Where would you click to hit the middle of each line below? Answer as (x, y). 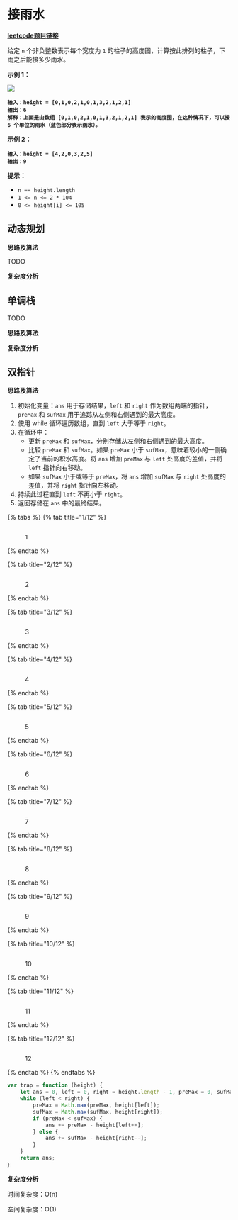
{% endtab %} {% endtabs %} (51, 1073)
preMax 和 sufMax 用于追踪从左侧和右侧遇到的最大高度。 (98, 415)
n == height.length (46, 190)
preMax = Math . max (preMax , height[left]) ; (96, 1105)
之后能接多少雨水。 (41, 59)
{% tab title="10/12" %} (41, 944)
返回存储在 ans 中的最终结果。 (62, 503)
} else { (46, 1131)
